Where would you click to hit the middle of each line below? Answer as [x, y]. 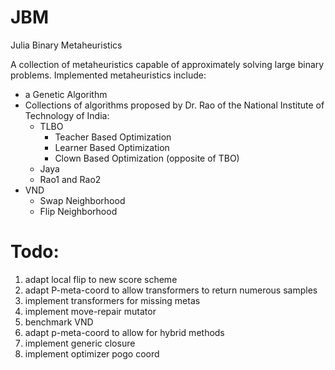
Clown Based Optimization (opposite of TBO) [147, 158]
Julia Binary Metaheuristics [66, 45]
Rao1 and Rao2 [70, 179]
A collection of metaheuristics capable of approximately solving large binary [167, 64]
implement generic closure [80, 343]
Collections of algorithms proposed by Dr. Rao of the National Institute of [174, 105]
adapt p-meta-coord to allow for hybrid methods [124, 332]
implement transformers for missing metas [112, 300]
